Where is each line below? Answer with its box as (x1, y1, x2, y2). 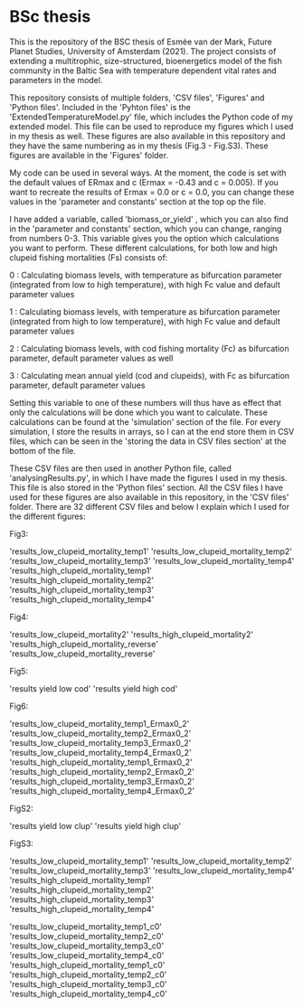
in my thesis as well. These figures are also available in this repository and (9, 130, 286, 141)
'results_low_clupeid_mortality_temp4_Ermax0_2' (9, 747, 192, 758)
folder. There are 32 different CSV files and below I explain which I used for (9, 501, 289, 512)
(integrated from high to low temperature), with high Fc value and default (9, 316, 280, 326)
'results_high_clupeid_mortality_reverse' (9, 638, 158, 649)
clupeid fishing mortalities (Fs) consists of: (9, 251, 168, 263)
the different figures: (9, 511, 86, 522)
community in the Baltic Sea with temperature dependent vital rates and (9, 65, 278, 76)
